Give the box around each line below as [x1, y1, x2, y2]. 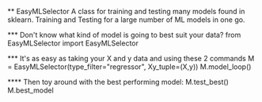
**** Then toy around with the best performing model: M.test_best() [7, 78, 229, 86]
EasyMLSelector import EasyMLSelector [7, 38, 139, 48]
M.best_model [7, 86, 55, 95]
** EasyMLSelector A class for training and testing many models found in [7, 7, 245, 16]
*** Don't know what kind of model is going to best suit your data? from [7, 31, 241, 39]
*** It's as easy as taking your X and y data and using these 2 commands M [7, 54, 255, 63]
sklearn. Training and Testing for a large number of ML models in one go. [7, 15, 245, 24]
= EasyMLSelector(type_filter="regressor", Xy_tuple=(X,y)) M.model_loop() [7, 62, 252, 71]
